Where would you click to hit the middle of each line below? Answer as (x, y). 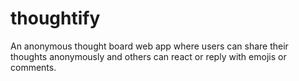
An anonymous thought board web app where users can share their (149, 46)
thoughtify (55, 18)
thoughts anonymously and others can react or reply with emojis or (148, 56)
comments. (33, 67)
